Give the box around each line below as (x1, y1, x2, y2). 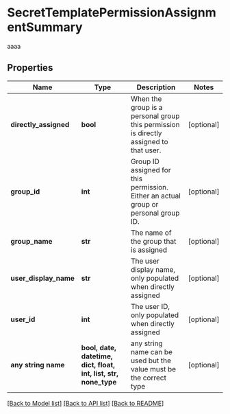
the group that (130, 236, 177, 246)
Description (136, 82, 176, 92)
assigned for (130, 165, 171, 174)
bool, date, (81, 343, 116, 352)
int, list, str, (81, 369, 118, 378)
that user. (130, 146, 162, 155)
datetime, (81, 352, 113, 361)
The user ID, (130, 301, 170, 311)
